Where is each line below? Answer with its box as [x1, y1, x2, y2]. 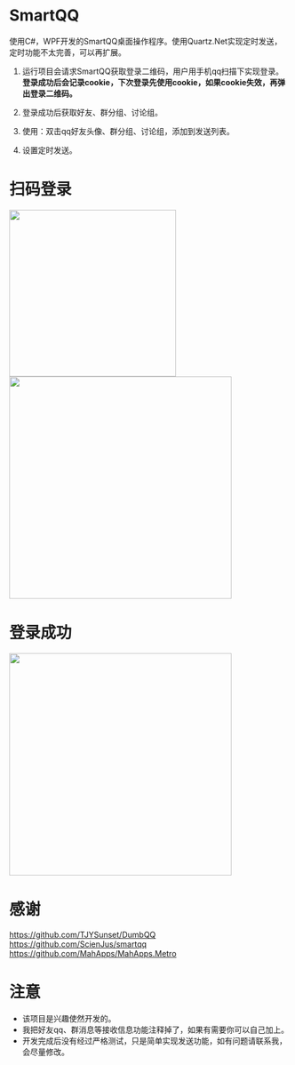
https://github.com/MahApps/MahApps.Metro [9, 948, 177, 958]
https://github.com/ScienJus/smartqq [9, 939, 147, 949]
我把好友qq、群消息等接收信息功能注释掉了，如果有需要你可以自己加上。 [21, 1024, 289, 1035]
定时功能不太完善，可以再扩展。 [9, 46, 126, 58]
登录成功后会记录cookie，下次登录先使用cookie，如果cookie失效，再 [21, 76, 278, 87]
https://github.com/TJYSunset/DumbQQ [9, 929, 156, 940]
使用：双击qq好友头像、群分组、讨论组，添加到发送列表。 [21, 125, 235, 136]
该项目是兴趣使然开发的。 [21, 1013, 116, 1023]
